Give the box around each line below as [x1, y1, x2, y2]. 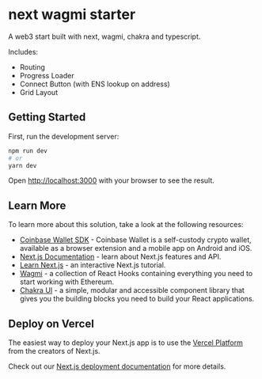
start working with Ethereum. [19, 277, 115, 286]
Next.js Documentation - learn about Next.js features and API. [19, 252, 222, 262]
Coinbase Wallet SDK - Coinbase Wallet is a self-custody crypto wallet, [19, 235, 252, 244]
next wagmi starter [8, 6, 136, 24]
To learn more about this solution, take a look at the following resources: [8, 220, 244, 229]
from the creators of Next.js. [8, 347, 101, 355]
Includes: [8, 47, 38, 56]
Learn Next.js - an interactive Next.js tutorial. [19, 260, 166, 270]
